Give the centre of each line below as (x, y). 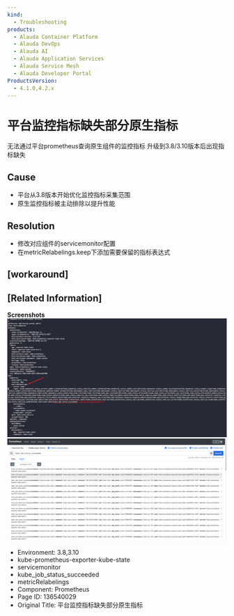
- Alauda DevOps (37, 44)
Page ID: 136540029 (47, 597)
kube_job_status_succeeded (58, 574)
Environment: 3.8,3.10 (48, 552)
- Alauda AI (31, 52)
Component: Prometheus (53, 589)
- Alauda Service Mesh (46, 66)
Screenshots (26, 315)
